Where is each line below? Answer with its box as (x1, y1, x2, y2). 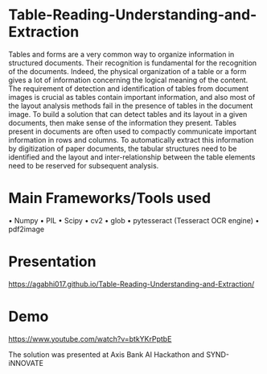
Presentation (8, 252, 97, 271)
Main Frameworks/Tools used (8, 189, 212, 207)
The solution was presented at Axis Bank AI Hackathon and (8, 349, 205, 359)
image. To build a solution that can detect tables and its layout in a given (8, 109, 248, 118)
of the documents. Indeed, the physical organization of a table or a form (8, 66, 247, 76)
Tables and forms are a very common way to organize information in (8, 49, 235, 59)
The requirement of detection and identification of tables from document (8, 83, 249, 93)
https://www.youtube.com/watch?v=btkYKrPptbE (8, 334, 172, 343)
